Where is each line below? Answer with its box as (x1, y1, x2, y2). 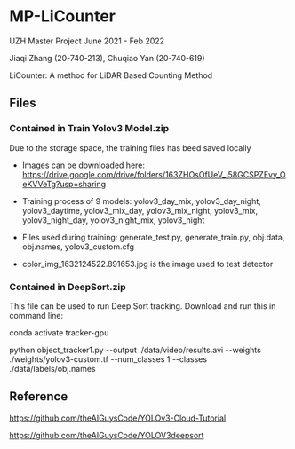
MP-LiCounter (9, 6, 116, 27)
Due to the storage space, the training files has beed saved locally (9, 142, 251, 153)
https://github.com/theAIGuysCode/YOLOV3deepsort (9, 429, 204, 440)
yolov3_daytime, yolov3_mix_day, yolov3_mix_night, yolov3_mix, (21, 205, 259, 216)
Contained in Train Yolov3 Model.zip (9, 122, 170, 135)
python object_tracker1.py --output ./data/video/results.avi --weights (9, 344, 262, 355)
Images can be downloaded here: (21, 160, 145, 170)
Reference (9, 389, 68, 405)
